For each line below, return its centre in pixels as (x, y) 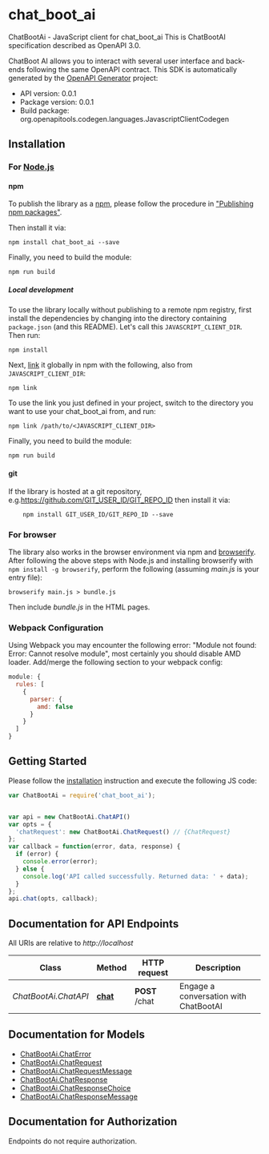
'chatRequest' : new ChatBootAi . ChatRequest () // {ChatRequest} (123, 832)
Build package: (44, 111)
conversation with (213, 996)
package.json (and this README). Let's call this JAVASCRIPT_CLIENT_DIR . (125, 327)
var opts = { (30, 824)
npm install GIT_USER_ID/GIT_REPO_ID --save (98, 514)
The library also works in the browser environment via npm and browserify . (132, 552)
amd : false (55, 706)
